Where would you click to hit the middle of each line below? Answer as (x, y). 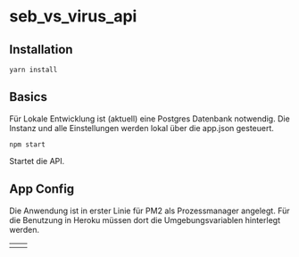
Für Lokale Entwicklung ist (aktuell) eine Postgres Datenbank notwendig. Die (149, 119)
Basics (28, 97)
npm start (28, 145)
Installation (41, 50)
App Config (42, 189)
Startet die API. (37, 161)
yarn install (33, 70)
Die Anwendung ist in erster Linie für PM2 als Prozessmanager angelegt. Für (149, 211)
